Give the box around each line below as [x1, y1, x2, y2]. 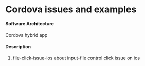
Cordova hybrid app [5, 32, 48, 38]
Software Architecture [5, 20, 54, 26]
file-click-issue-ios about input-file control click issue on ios [12, 55, 140, 61]
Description [5, 43, 31, 49]
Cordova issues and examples [5, 4, 137, 15]
